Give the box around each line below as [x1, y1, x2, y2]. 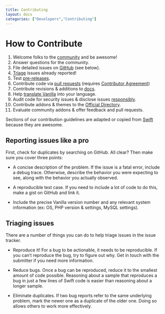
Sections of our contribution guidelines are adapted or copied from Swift [5, 117, 154, 123]
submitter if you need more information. [12, 257, 94, 263]
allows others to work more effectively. [12, 303, 92, 309]
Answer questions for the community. [12, 60, 89, 65]
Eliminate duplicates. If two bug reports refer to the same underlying [12, 292, 152, 298]
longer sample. [12, 283, 43, 289]
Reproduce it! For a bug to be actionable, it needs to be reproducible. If [12, 247, 158, 253]
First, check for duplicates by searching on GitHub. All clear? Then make [5, 149, 153, 155]
